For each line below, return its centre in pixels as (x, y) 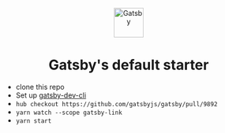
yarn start (34, 121)
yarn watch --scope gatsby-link (69, 113)
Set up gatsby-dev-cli (51, 95)
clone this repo (40, 87)
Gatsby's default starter (129, 65)
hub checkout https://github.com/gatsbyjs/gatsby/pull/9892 (116, 104)
